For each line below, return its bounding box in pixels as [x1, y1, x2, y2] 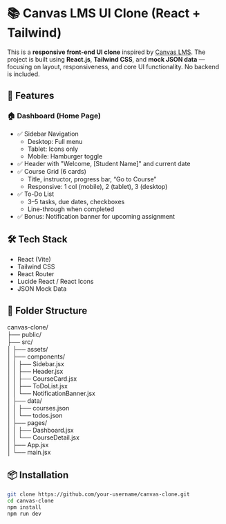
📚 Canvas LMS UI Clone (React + [7, 6, 201, 21]
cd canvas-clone [7, 497, 54, 504]
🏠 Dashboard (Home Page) [7, 111, 102, 121]
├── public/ [7, 330, 41, 339]
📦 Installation [7, 469, 69, 481]
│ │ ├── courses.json [7, 404, 70, 413]
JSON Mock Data [17, 284, 67, 293]
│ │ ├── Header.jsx [7, 368, 64, 376]
